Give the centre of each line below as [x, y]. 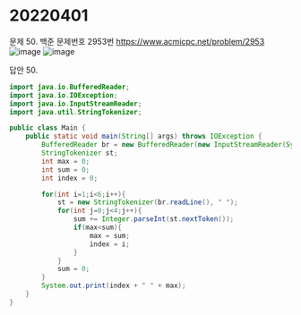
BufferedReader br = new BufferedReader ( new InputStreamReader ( [164, 145]
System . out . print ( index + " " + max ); [114, 286]
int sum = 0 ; [66, 170]
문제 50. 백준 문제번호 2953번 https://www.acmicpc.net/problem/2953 [137, 41]
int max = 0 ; [66, 161]
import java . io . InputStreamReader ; [76, 104]
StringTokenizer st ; [80, 153]
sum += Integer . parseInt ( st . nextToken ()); [154, 219]
